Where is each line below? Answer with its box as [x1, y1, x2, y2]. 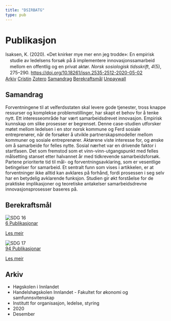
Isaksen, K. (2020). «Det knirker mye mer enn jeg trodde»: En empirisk [5, 51, 155, 58]
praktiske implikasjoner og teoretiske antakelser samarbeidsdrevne [5, 180, 147, 186]
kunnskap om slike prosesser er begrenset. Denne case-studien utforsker [5, 120, 161, 126]
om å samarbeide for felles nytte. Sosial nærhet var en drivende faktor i [5, 142, 157, 148]
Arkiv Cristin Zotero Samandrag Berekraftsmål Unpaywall [5, 75, 126, 82]
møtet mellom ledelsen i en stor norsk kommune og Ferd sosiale [5, 126, 141, 132]
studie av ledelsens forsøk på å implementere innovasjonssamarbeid [10, 58, 155, 64]
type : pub [5, 12, 27, 17]
